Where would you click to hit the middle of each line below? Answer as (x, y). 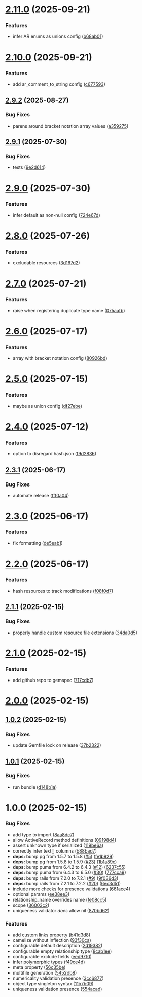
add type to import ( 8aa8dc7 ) (43, 835)
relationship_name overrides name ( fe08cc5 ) (60, 900)
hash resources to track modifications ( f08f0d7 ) (63, 591)
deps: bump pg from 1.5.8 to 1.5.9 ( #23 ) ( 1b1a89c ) (65, 862)
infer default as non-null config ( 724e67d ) (56, 215)
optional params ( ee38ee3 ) (41, 894)
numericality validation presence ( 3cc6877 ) (58, 978)
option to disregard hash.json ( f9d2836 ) (55, 454)
